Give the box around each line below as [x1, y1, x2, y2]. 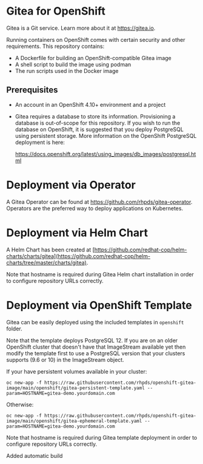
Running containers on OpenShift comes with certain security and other [6, 36, 185, 43]
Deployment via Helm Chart [6, 226, 148, 239]
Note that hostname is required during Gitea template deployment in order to [6, 434, 198, 441]
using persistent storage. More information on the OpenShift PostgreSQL [15, 132, 197, 139]
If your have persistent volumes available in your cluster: [6, 367, 147, 375]
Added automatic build [6, 452, 63, 459]
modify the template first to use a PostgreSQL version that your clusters [6, 349, 185, 357]
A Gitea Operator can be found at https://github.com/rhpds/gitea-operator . [6, 198, 193, 205]
